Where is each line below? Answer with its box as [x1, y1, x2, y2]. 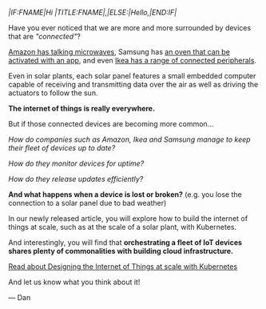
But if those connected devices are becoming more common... [8, 119, 214, 128]
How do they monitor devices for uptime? [8, 159, 145, 168]
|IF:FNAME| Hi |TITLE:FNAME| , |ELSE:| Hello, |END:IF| [8, 8, 177, 17]
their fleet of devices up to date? [8, 143, 116, 152]
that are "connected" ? [8, 32, 81, 41]
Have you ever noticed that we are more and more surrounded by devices [8, 23, 252, 32]
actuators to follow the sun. [8, 88, 98, 98]
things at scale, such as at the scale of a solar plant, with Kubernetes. [8, 223, 237, 231]
